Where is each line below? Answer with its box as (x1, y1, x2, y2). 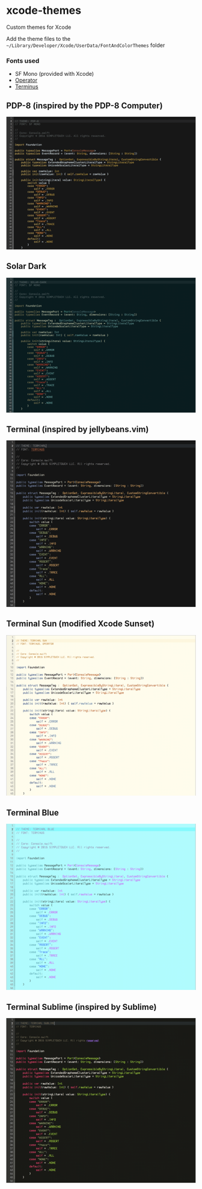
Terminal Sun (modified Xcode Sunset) (6, 619, 155, 629)
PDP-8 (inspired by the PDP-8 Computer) (6, 100, 164, 111)
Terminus (14, 83, 38, 90)
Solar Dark (6, 261, 47, 271)
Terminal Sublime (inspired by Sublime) (6, 1002, 157, 1012)
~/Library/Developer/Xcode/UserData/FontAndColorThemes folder (6, 41, 165, 49)
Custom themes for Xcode (6, 23, 72, 31)
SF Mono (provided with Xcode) (14, 70, 94, 78)
